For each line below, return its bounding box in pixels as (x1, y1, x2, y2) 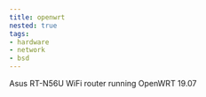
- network (9, 46, 46, 55)
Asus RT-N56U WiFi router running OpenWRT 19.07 (9, 78, 197, 88)
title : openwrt (9, 12, 66, 22)
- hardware (9, 37, 50, 47)
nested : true (9, 21, 58, 30)
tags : (9, 29, 29, 38)
